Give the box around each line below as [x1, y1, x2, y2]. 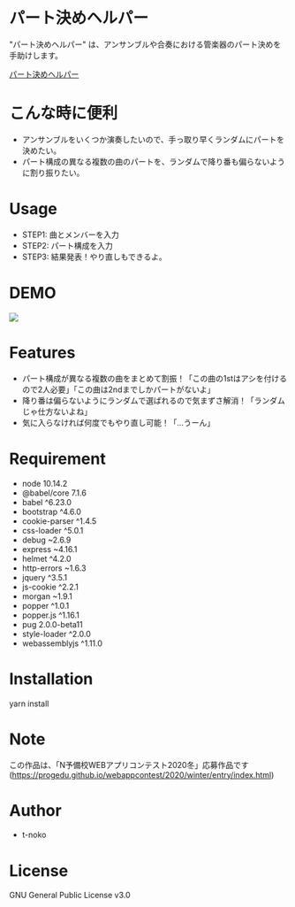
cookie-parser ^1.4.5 [21, 515, 97, 527]
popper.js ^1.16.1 [21, 610, 79, 620]
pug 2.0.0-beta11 [21, 619, 83, 629]
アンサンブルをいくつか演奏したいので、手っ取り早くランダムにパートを [21, 134, 285, 144]
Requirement [9, 449, 106, 469]
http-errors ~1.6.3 [21, 563, 87, 573]
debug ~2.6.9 [21, 534, 72, 545]
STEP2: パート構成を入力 [21, 240, 113, 250]
